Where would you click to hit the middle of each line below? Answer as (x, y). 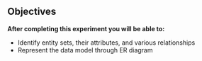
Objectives (32, 12)
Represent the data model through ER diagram (85, 50)
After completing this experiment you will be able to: (86, 28)
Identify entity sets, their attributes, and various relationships (106, 43)
